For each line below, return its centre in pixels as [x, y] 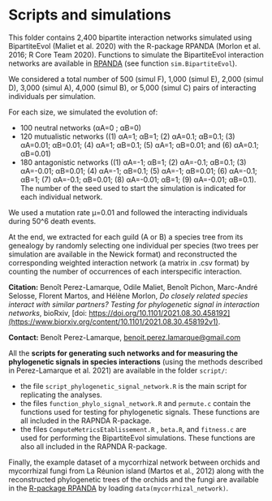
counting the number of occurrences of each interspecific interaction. [125, 271]
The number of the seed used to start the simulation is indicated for [133, 188]
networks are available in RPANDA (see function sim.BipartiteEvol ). [123, 63]
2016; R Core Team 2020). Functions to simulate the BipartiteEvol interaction [136, 54]
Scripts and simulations [90, 15]
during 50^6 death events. [52, 221]
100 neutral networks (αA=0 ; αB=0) [81, 127]
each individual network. [61, 197]
